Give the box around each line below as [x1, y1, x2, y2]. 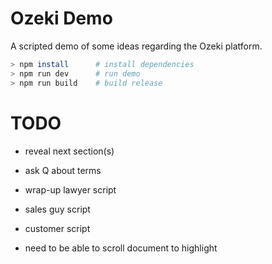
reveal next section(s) [24, 145, 115, 157]
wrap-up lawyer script [24, 183, 117, 196]
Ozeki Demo [10, 7, 113, 30]
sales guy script [24, 203, 91, 215]
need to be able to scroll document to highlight [24, 242, 218, 254]
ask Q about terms [24, 164, 102, 176]
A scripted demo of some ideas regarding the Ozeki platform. [10, 40, 263, 52]
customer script [24, 222, 91, 234]
